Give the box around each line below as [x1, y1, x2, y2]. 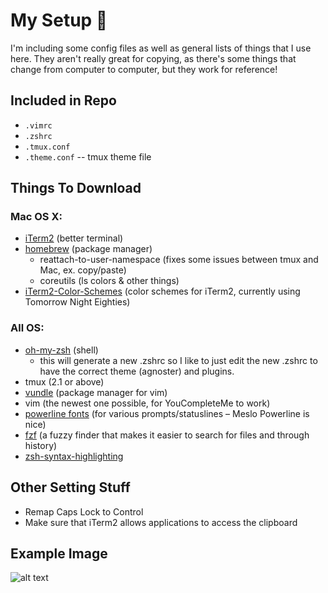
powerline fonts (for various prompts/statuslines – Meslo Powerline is [24, 407, 310, 419]
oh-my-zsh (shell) [24, 344, 99, 356]
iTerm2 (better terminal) [24, 232, 124, 244]
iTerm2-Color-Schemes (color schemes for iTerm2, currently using [24, 285, 301, 298]
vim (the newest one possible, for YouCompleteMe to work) [24, 397, 271, 409]
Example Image [10, 545, 108, 562]
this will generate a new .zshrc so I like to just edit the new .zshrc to [39, 354, 318, 366]
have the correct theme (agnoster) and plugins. [39, 365, 235, 377]
